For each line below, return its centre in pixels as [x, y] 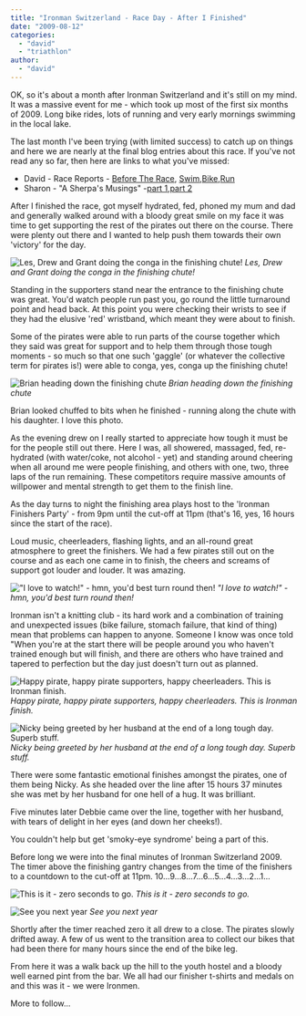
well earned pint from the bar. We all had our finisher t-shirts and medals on [152, 976]
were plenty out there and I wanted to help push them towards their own [146, 234]
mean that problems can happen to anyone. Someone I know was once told [152, 634]
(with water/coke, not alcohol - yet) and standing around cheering [169, 457]
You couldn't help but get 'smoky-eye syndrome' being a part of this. [140, 839]
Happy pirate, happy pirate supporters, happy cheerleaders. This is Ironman [154, 700]
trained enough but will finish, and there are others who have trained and [147, 654]
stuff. [20, 757]
